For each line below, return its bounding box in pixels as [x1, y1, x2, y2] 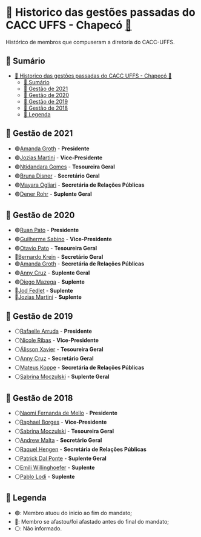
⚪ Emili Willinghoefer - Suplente [14, 464, 95, 471]
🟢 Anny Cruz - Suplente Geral [14, 269, 90, 276]
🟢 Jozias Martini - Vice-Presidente [14, 154, 103, 161]
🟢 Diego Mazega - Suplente [14, 278, 85, 285]
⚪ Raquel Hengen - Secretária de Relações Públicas [14, 445, 147, 453]
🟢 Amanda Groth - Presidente [14, 145, 90, 152]
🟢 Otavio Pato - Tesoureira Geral [14, 245, 97, 252]
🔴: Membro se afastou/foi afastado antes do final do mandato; [14, 518, 170, 525]
